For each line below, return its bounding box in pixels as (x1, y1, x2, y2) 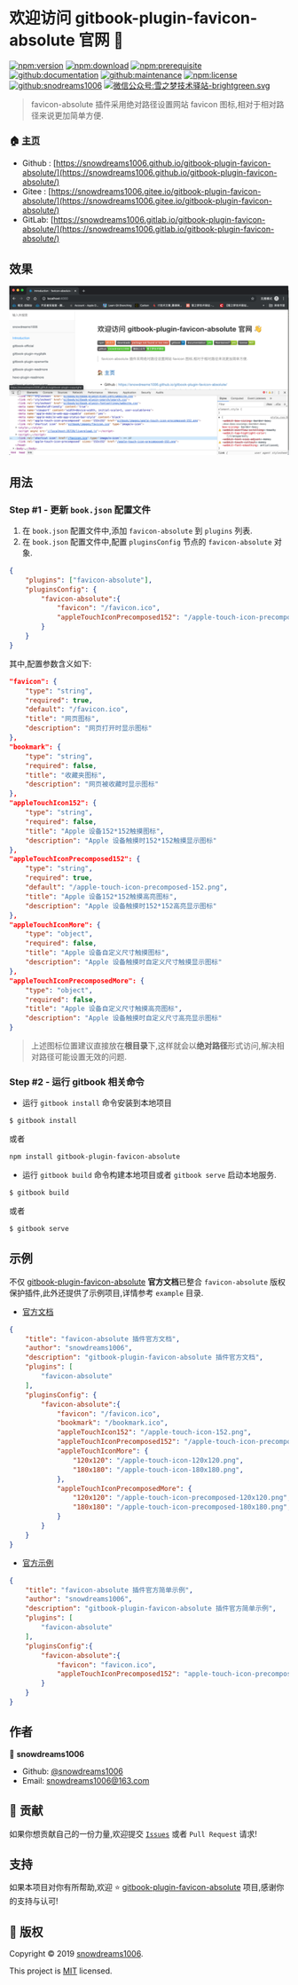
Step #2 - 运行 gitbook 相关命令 (9, 1075, 145, 1087)
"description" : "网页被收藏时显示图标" (25, 780, 160, 789)
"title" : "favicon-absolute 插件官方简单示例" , (25, 1585, 193, 1595)
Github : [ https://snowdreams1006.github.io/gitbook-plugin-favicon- (21, 158, 271, 169)
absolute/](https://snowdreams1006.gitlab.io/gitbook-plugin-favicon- (21, 224, 275, 235)
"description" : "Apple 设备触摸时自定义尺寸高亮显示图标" (25, 1014, 223, 1023)
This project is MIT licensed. (9, 1965, 113, 1976)
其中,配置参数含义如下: (9, 658, 92, 669)
